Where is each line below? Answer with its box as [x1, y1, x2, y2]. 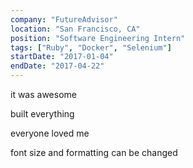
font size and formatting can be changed [10, 147, 178, 158]
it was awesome [10, 89, 77, 100]
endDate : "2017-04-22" [10, 61, 105, 71]
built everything [10, 108, 75, 120]
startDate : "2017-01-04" [10, 52, 114, 62]
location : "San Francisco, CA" [10, 24, 141, 34]
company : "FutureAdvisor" [10, 14, 118, 25]
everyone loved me [10, 127, 90, 139]
